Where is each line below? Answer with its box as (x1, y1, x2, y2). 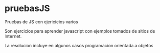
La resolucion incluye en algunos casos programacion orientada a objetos (4, 42, 154, 48)
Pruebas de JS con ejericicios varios (4, 19, 78, 25)
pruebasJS (4, 3, 50, 14)
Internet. (4, 33, 22, 39)
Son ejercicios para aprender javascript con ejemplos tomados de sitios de (4, 28, 155, 34)
